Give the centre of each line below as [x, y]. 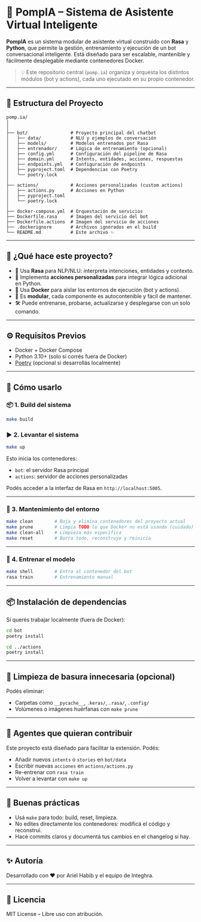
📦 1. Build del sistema [39, 404]
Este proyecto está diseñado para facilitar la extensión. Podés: [83, 748]
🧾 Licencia [26, 900]
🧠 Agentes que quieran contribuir [69, 733]
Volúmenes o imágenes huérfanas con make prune [77, 709]
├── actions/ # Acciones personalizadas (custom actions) [95, 185]
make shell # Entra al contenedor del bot [69, 572]
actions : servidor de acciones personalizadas [71, 477]
